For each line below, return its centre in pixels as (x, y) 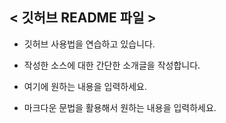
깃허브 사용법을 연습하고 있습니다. (89, 44)
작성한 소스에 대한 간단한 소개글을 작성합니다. (112, 65)
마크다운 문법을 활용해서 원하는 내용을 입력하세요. (120, 107)
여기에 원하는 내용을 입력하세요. (85, 86)
